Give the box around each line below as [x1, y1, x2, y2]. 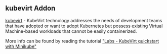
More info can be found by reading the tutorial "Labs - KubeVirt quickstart [5, 38, 159, 44]
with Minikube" [5, 43, 37, 49]
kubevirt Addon [5, 4, 56, 13]
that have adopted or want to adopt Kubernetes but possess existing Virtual [5, 23, 163, 29]
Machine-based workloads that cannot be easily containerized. [5, 28, 137, 34]
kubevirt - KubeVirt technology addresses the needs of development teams [5, 17, 162, 23]
